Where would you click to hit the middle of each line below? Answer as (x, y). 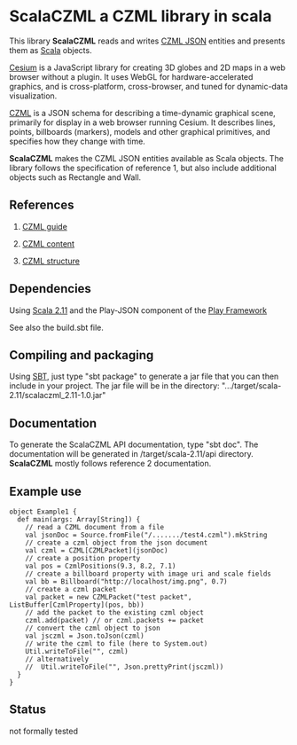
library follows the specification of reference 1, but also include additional (143, 168)
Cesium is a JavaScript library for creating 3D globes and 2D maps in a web (148, 67)
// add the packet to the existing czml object (114, 613)
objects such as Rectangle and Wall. (75, 177)
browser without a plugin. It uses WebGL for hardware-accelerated (131, 76)
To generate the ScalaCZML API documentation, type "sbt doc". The (134, 444)
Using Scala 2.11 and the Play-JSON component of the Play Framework (138, 310)
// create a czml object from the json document (117, 543)
